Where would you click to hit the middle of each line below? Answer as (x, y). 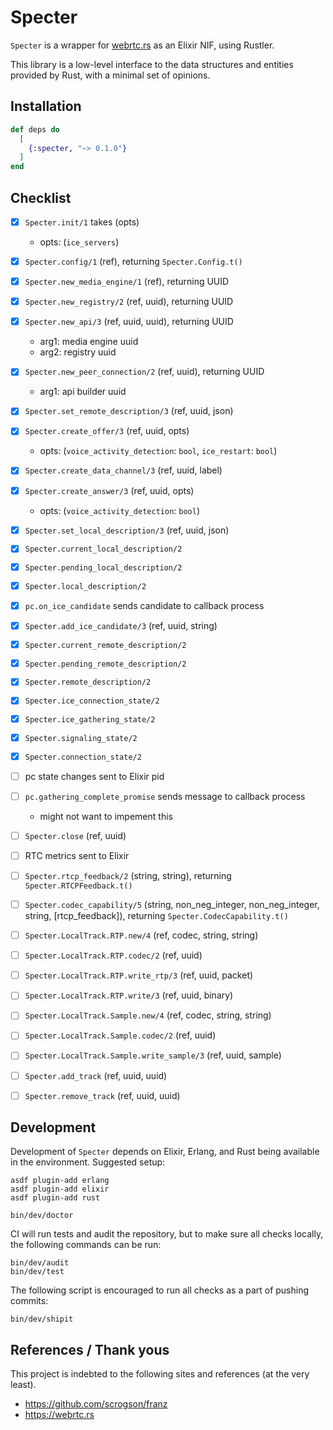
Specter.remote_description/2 (88, 682)
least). (23, 1385)
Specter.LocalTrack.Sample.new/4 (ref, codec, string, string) (148, 1015)
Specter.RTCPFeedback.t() (78, 886)
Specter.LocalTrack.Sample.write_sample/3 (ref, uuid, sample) (153, 1055)
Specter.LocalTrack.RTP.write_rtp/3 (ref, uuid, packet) (139, 975)
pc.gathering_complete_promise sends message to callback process (165, 796)
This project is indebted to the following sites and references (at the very (160, 1374)
